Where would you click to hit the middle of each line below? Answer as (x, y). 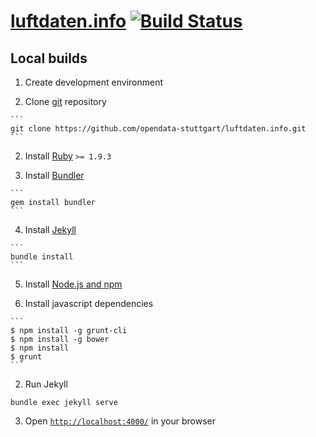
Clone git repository (65, 101)
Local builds (49, 58)
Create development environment (94, 82)
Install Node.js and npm (73, 284)
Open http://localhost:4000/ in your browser (120, 421)
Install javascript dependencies (89, 303)
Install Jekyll (50, 229)
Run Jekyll (46, 384)
